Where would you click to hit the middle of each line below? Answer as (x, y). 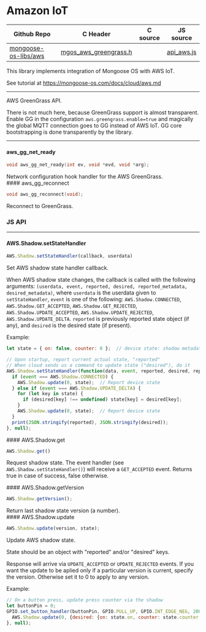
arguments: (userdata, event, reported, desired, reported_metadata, (97, 287)
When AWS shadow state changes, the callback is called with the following (101, 280)
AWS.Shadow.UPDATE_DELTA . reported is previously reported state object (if (98, 319)
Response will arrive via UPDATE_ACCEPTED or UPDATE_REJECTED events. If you (100, 564)
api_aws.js (181, 52)
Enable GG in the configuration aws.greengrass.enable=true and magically (100, 119)
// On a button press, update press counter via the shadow (85, 600)
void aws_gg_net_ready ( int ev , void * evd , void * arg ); (78, 165)
